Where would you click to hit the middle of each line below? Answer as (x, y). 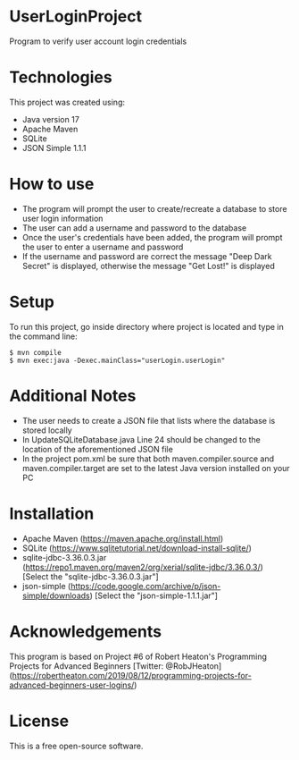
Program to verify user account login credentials (98, 41)
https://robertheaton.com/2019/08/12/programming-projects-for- (132, 675)
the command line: (43, 336)
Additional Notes (73, 396)
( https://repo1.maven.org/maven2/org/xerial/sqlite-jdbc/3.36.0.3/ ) (142, 567)
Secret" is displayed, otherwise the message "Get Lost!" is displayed (148, 266)
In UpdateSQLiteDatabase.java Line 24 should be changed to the (141, 439)
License (39, 721)
